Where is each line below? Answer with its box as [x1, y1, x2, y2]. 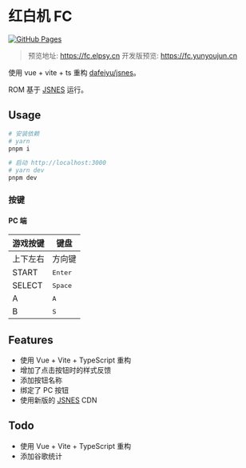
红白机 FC [8, 7, 73, 26]
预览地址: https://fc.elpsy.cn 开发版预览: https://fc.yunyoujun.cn [27, 50, 238, 60]
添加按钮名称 [19, 375, 62, 385]
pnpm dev [8, 174, 38, 182]
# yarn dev [8, 166, 45, 174]
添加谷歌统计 [19, 451, 62, 461]
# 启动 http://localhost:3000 [8, 159, 106, 167]
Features [8, 333, 54, 346]
